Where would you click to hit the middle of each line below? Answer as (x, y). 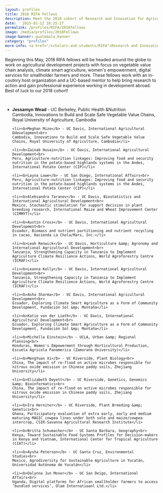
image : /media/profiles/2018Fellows (42, 32)
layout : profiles (23, 9)
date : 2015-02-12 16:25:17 (34, 23)
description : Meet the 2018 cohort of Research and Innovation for (75, 18)
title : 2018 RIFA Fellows (31, 14)
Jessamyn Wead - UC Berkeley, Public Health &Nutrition (69, 109)
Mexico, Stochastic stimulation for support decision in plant (77, 205)
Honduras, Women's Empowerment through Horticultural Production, (81, 346)
